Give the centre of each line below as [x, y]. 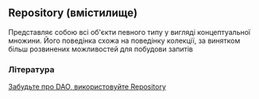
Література [31, 69]
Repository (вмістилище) [73, 13]
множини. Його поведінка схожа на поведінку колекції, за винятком [124, 40]
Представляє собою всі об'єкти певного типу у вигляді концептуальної [129, 32]
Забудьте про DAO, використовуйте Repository [87, 87]
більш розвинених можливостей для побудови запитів [101, 49]
